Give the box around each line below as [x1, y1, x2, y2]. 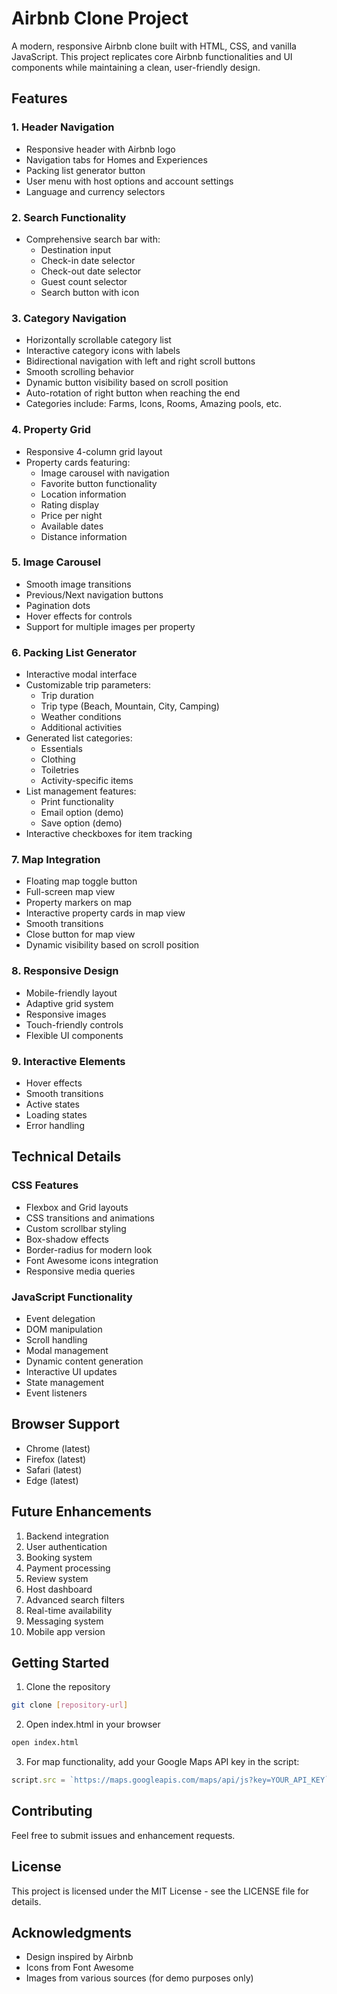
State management [25, 1376, 105, 1388]
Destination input [40, 243, 112, 256]
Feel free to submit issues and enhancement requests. [11, 1829, 236, 1841]
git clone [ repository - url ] [11, 1700, 129, 1711]
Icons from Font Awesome [25, 1962, 134, 1974]
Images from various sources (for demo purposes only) [25, 1972, 254, 1984]
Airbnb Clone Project [11, 7, 189, 30]
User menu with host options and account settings [25, 175, 234, 187]
